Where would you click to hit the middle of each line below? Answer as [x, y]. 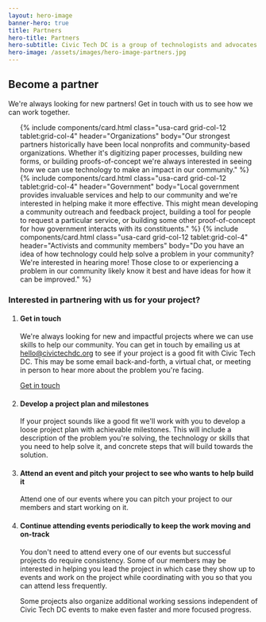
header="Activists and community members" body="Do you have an [132, 245]
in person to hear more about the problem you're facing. [112, 370]
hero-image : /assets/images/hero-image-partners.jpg [97, 52]
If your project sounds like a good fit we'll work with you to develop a [133, 421]
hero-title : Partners [44, 38]
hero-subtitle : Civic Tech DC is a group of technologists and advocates [133, 45]
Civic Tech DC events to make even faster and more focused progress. [135, 609]
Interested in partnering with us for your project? [104, 300]
